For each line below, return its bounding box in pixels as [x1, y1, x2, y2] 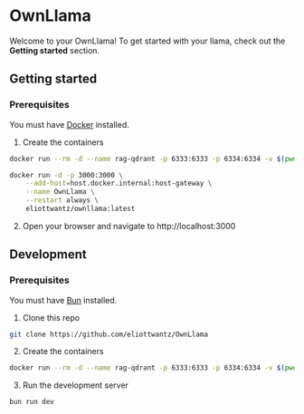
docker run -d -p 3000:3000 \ [9, 170, 124, 179]
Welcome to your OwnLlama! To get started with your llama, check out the [9, 35, 286, 46]
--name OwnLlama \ [25, 188, 95, 197]
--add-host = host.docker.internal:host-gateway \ [25, 178, 213, 188]
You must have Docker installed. [9, 119, 129, 130]
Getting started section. [9, 44, 100, 55]
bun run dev [9, 398, 54, 407]
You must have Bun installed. [9, 294, 118, 305]
